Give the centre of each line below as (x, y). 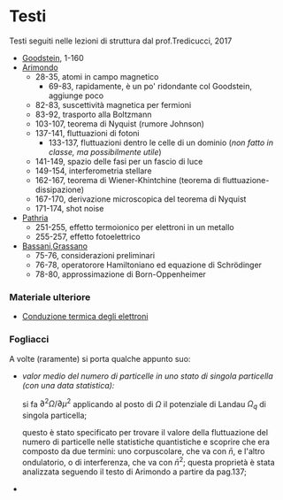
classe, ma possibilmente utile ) (105, 151)
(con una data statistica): (68, 385)
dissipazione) (60, 189)
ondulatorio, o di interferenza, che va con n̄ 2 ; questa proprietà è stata (149, 461)
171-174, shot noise (69, 208)
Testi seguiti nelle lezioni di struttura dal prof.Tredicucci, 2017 (121, 41)
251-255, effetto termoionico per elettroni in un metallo (134, 227)
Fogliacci (29, 340)
